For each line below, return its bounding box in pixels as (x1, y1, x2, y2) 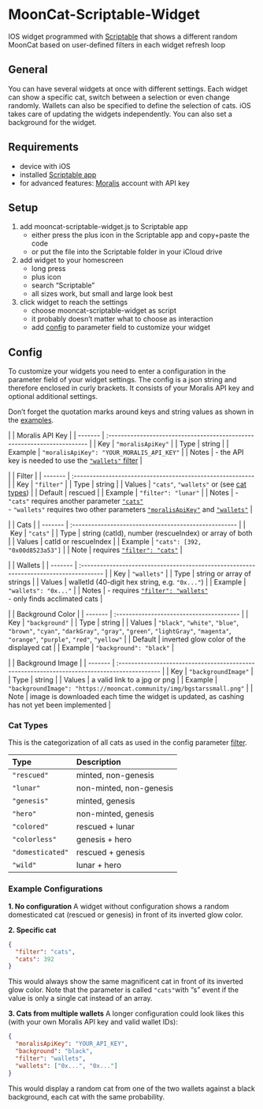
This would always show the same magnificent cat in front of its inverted (8, 977, 244, 987)
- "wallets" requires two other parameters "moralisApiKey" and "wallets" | (8, 505, 254, 514)
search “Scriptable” (31, 280, 95, 290)
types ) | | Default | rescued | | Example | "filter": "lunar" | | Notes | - (8, 488, 239, 498)
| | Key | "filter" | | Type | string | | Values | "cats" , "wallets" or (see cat (8, 479, 246, 489)
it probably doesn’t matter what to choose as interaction (31, 314, 213, 324)
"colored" (12, 822, 49, 831)
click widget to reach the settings (19, 298, 128, 307)
